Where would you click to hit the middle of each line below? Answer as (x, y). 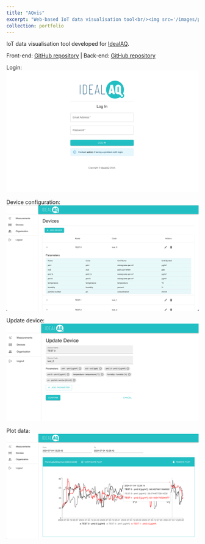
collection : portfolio (35, 26)
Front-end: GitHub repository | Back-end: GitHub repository (81, 56)
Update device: (25, 320)
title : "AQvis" (26, 13)
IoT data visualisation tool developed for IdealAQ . (68, 44)
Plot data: (18, 430)
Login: (14, 68)
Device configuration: (34, 202)
